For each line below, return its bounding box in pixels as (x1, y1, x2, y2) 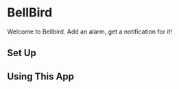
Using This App (7, 71, 74, 82)
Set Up (7, 47, 36, 59)
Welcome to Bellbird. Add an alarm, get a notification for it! (7, 27, 173, 36)
